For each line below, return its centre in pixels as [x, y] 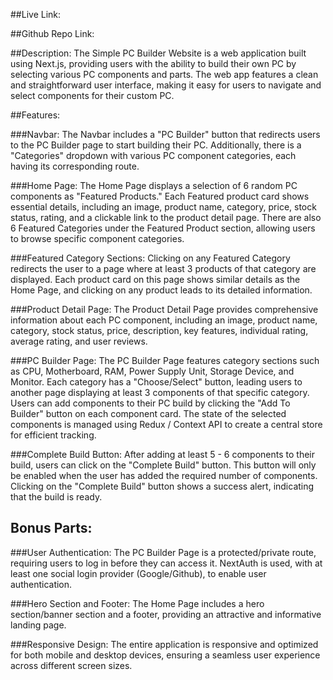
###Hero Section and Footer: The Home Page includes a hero [137, 603]
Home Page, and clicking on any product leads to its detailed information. [161, 290]
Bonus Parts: [51, 528]
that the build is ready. [56, 497]
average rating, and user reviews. [79, 341]
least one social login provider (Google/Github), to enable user [138, 573]
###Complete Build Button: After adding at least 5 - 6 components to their [162, 454]
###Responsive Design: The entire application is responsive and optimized [164, 644]
